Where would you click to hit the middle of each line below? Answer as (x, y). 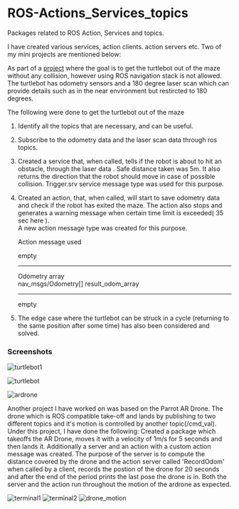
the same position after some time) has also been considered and (113, 325)
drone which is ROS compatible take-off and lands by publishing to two (112, 416)
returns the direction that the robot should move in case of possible (116, 176)
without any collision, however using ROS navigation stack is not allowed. (115, 76)
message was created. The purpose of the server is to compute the (106, 454)
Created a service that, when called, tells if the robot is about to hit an (119, 161)
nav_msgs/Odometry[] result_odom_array (78, 284)
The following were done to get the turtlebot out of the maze (96, 112)
